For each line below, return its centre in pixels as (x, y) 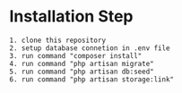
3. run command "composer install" (76, 55)
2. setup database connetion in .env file (90, 48)
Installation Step (71, 17)
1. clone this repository (57, 40)
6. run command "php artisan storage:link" (92, 79)
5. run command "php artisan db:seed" (82, 72)
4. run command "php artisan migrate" (82, 63)
